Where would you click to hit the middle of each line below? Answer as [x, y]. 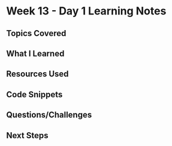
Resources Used [37, 74]
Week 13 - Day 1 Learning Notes [86, 11]
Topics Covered [36, 33]
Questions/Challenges [49, 115]
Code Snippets [34, 94]
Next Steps [27, 135]
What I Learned [35, 53]
